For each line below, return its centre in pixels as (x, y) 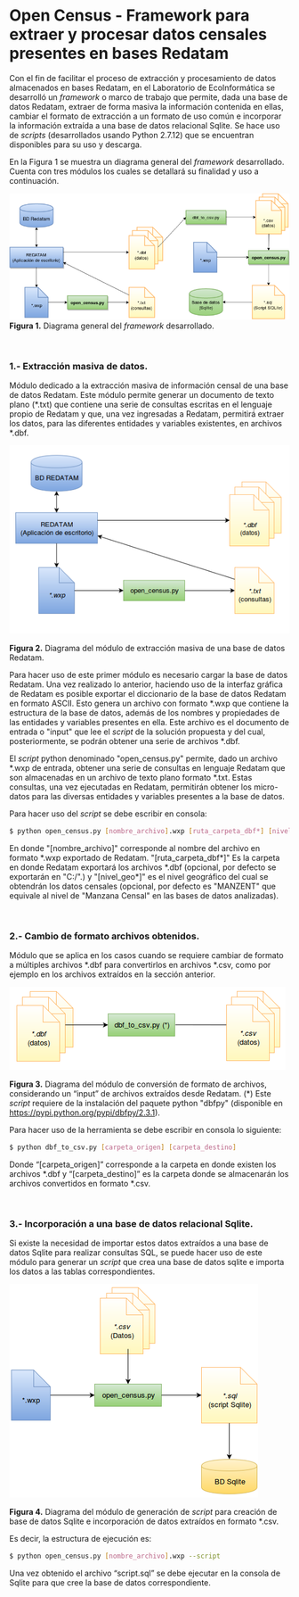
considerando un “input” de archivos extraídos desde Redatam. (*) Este (140, 1093)
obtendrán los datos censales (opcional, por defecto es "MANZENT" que (142, 886)
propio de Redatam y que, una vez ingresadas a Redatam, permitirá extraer (147, 414)
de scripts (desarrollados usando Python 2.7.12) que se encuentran (132, 135)
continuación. (34, 180)
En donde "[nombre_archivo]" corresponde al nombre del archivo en (135, 848)
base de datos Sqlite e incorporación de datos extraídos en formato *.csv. (144, 1521)
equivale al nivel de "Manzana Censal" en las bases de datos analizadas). (144, 895)
